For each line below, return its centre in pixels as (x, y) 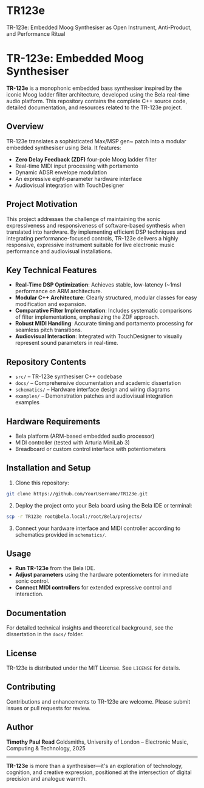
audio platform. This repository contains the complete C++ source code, (97, 101)
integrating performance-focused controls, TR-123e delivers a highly (92, 238)
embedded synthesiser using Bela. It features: (64, 148)
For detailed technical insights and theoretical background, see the (90, 628)
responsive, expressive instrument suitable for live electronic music (90, 245)
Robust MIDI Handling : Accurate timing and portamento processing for (104, 324)
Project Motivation (42, 204)
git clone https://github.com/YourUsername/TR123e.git (77, 494)
